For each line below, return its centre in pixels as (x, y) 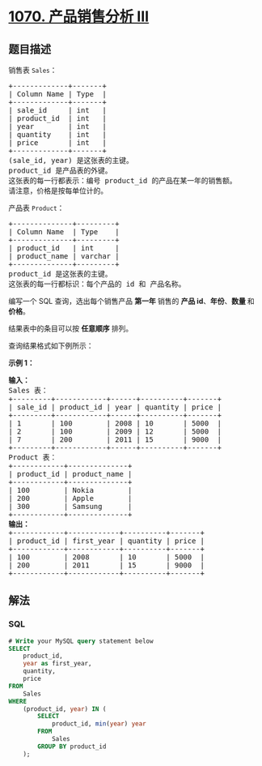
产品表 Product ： (36, 208)
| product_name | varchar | (64, 256)
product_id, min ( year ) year (99, 724)
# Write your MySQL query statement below (81, 641)
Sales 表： (28, 390)
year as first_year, (57, 664)
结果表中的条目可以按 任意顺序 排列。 (71, 328)
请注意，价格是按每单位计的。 (58, 191)
